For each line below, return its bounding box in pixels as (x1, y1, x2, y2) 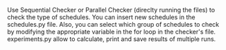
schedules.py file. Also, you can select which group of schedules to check (7, 21, 220, 28)
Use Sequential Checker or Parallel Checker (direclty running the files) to (7, 6, 216, 14)
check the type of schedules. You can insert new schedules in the (7, 13, 195, 21)
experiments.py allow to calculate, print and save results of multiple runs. (7, 35, 216, 43)
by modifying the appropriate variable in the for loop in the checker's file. (7, 27, 216, 36)
